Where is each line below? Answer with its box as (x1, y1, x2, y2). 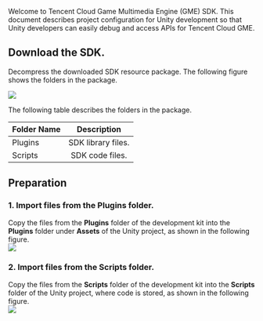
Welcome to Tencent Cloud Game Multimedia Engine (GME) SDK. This (8, 7, 234, 16)
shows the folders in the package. (8, 75, 117, 85)
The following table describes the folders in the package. (8, 105, 192, 115)
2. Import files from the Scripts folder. (8, 262, 155, 273)
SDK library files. (68, 137, 130, 148)
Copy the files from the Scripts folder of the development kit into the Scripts (8, 279, 255, 289)
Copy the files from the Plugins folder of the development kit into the (8, 217, 231, 227)
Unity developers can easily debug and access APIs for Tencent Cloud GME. (8, 24, 255, 32)
